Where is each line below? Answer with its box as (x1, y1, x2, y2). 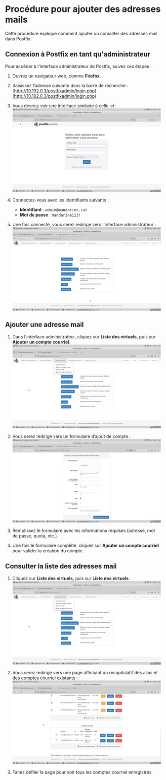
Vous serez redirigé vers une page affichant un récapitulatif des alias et (12, 669, 158, 675)
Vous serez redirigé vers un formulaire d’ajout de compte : (12, 433, 131, 439)
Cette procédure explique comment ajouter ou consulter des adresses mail (5, 30, 158, 36)
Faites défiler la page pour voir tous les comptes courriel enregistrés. (12, 769, 153, 775)
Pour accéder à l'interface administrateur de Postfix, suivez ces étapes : (5, 63, 152, 69)
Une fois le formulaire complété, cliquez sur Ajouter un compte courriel (12, 542, 159, 548)
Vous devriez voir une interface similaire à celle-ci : (12, 103, 117, 109)
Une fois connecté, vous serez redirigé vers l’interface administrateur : (12, 221, 156, 227)
